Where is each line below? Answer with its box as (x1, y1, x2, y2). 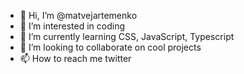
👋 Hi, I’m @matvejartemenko (19, 10, 138, 21)
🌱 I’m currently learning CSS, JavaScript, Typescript (19, 31, 235, 42)
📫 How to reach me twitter (19, 53, 132, 64)
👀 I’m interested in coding (19, 20, 126, 32)
